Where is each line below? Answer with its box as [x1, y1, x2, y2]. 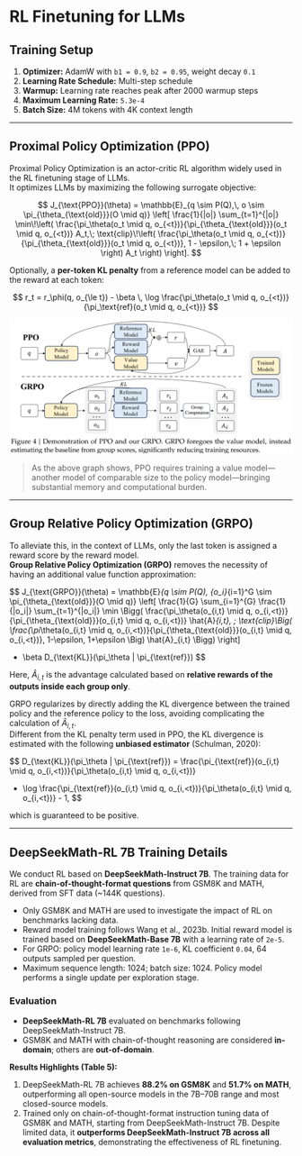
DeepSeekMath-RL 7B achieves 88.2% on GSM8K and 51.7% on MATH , [22, 1079, 292, 1089]
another [31, 472, 61, 483]
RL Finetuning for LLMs [9, 6, 186, 27]
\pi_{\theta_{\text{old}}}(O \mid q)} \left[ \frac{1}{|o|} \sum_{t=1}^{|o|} [22, 209, 280, 220]
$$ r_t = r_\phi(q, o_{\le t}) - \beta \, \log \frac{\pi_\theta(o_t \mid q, [13, 291, 259, 303]
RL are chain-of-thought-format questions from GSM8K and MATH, [9, 878, 265, 889]
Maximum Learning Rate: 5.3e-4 [22, 95, 146, 105]
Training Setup [9, 42, 94, 58]
